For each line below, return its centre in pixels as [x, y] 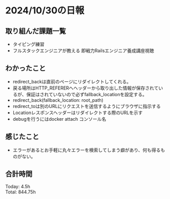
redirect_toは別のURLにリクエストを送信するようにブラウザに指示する [87, 106]
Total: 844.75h [20, 192]
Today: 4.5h [18, 187]
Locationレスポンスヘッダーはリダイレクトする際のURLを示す [78, 113]
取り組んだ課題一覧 [36, 31]
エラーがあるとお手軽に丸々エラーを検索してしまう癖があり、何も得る [87, 150]
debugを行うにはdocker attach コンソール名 [59, 119]
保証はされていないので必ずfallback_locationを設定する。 [87, 94]
